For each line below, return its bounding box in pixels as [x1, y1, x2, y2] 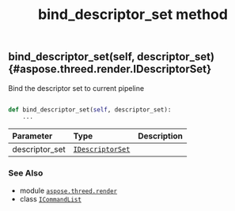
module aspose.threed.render [19, 186, 117, 195]
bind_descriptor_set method [38, 6, 228, 24]
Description [138, 130, 184, 141]
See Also [8, 168, 44, 179]
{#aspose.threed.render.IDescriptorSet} [8, 62, 212, 76]
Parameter [12, 130, 53, 141]
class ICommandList [19, 194, 81, 203]
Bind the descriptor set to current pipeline [8, 83, 145, 92]
